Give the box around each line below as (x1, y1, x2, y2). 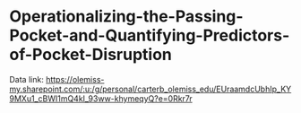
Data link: (9, 74, 45, 84)
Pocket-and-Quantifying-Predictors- (9, 25, 290, 46)
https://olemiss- (46, 74, 105, 84)
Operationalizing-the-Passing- (9, 6, 244, 27)
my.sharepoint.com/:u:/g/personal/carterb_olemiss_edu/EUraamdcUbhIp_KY (9, 83, 292, 94)
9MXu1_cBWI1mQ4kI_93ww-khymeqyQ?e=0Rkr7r (9, 92, 193, 104)
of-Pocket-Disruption (9, 45, 172, 65)
